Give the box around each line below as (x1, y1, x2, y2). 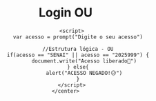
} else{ (66, 63, 89, 70)
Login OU (38, 5, 93, 21)
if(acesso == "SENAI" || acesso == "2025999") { (6, 52, 150, 58)
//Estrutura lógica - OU (42, 45, 114, 52)
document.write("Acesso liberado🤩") (31, 57, 137, 65)
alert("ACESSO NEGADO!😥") (46, 69, 123, 76)
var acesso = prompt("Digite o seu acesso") (12, 33, 143, 41)
